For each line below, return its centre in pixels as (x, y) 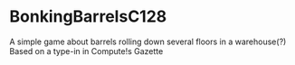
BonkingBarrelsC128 (88, 17)
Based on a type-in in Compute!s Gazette (86, 51)
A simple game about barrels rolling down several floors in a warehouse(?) (148, 42)
